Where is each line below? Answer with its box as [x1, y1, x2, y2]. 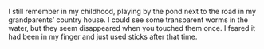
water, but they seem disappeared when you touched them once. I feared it [8, 24, 256, 32]
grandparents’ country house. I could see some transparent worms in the [8, 15, 249, 24]
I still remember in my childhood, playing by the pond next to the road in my [8, 7, 257, 16]
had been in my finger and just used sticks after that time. [8, 32, 198, 41]
